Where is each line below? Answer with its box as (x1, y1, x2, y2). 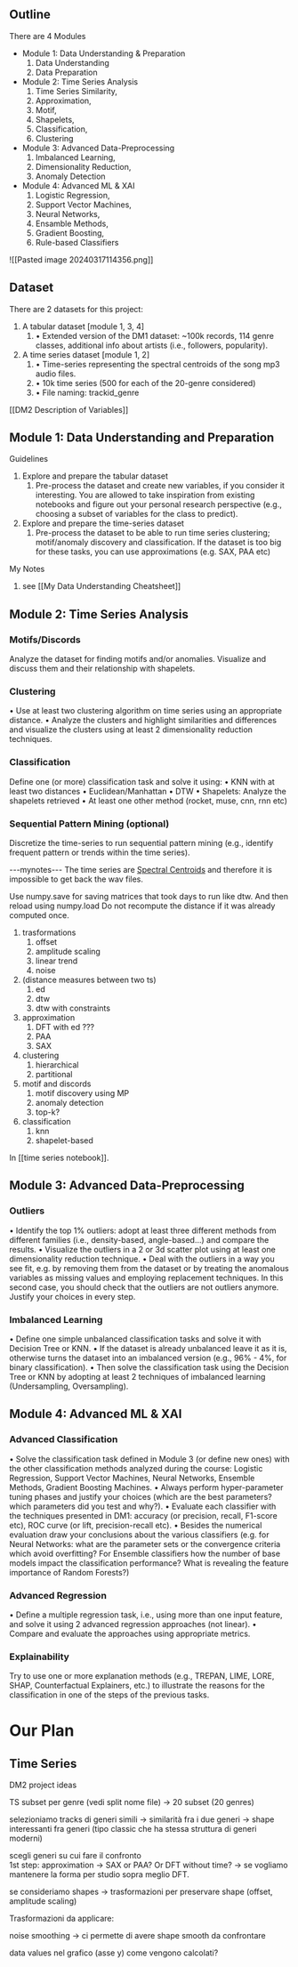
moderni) (9, 1833, 43, 1844)
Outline (9, 7, 51, 22)
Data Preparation (35, 67, 98, 77)
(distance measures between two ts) (21, 974, 157, 986)
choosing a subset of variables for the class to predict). (35, 509, 238, 520)
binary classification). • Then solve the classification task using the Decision (9, 1362, 289, 1373)
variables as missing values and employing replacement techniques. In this (9, 1272, 284, 1283)
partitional (35, 1069, 73, 1080)
